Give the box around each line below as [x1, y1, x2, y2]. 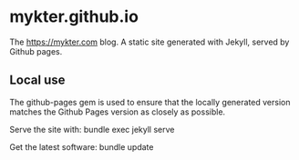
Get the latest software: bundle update [9, 141, 154, 152]
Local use [9, 73, 66, 88]
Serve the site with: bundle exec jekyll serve [9, 124, 175, 135]
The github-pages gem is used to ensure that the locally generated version [9, 96, 291, 107]
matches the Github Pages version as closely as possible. [9, 106, 226, 117]
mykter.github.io [9, 6, 139, 27]
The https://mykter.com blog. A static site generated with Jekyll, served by [9, 36, 290, 47]
